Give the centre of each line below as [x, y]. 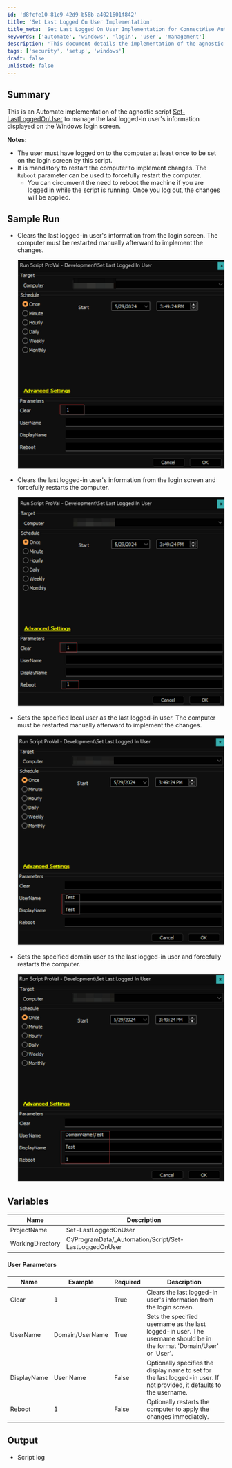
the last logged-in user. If [183, 1378]
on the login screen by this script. [65, 160]
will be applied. [49, 197]
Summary [29, 95]
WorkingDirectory [35, 1243]
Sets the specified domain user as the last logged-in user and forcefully [119, 957]
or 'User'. [160, 1353]
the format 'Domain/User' [183, 1346]
